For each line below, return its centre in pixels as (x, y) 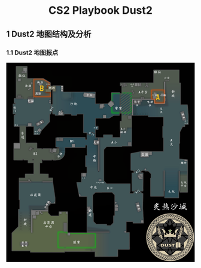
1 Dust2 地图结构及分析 (49, 34)
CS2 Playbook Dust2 (100, 10)
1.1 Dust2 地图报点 (32, 53)
